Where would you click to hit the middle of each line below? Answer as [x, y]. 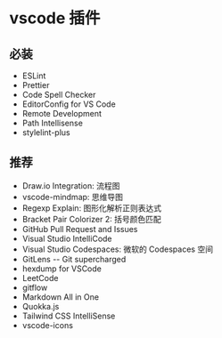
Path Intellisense [52, 123]
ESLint [34, 76]
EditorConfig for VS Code [69, 104]
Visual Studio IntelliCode [67, 238]
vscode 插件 [55, 18]
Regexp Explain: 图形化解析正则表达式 [92, 208]
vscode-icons [48, 325]
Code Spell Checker [59, 95]
